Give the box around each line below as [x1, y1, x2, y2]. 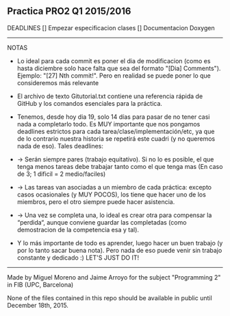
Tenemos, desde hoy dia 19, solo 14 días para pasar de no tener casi [16, 113, 210, 121]
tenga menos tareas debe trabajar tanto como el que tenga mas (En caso [16, 162, 223, 170]
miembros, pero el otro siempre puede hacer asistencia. [16, 197, 175, 205]
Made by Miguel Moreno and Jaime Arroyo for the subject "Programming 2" [7, 273, 221, 281]
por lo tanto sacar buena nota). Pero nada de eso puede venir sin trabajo [16, 246, 222, 254]
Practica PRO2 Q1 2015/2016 [7, 5, 131, 17]
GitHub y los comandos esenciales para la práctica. [16, 99, 163, 107]
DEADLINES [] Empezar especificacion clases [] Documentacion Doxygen [7, 23, 215, 32]
